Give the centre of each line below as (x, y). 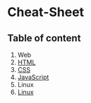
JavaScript (33, 77)
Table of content (44, 38)
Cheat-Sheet (46, 12)
